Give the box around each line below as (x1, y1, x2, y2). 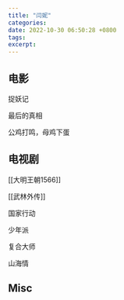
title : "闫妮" (8, 11, 52, 20)
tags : (8, 33, 26, 42)
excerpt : (8, 41, 37, 49)
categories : (8, 19, 47, 27)
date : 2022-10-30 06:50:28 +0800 (8, 26, 117, 34)
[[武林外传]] (8, 192, 46, 201)
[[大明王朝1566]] (8, 174, 61, 185)
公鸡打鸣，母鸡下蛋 (8, 127, 70, 137)
